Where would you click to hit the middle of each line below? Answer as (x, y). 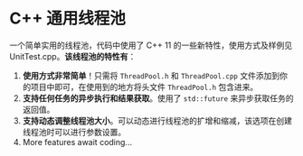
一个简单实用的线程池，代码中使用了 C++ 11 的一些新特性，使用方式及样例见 (151, 45)
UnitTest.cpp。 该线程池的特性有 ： (73, 56)
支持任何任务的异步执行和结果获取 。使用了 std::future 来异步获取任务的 (158, 98)
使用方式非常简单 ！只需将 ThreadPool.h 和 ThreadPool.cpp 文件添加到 (151, 75)
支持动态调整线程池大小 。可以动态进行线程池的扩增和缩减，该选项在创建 (157, 120)
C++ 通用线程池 (68, 18)
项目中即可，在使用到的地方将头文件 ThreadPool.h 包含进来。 (144, 87)
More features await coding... (77, 142)
